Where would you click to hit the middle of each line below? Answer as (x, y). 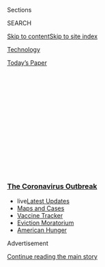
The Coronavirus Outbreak (52, 186)
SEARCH (19, 23)
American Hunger (42, 230)
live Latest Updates (43, 201)
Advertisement (28, 243)
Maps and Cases (41, 208)
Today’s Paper (27, 63)
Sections (19, 10)
